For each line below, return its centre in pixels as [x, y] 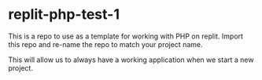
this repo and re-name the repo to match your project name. [105, 44]
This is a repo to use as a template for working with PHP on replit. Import [126, 36]
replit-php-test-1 [64, 15]
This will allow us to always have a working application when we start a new [131, 60]
